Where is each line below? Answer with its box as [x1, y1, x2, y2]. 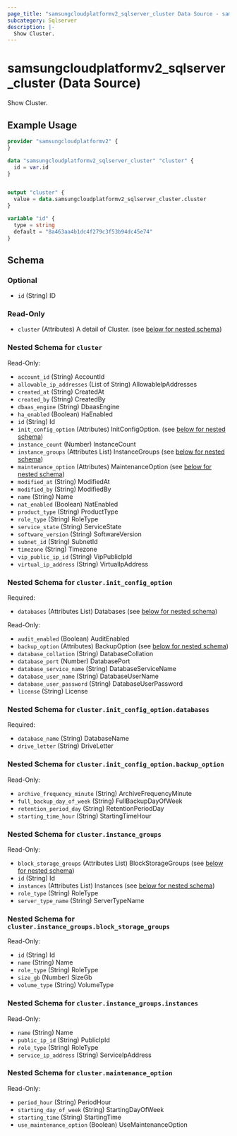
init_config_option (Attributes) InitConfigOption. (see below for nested [17, 425, 226, 433]
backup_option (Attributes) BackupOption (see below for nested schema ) [17, 642, 229, 651]
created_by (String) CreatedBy [17, 394, 106, 403]
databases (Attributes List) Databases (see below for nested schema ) [17, 608, 218, 616]
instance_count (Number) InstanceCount [17, 440, 136, 448]
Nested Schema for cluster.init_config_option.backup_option [7, 759, 224, 769]
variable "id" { [7, 215, 55, 222]
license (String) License [17, 687, 88, 696]
